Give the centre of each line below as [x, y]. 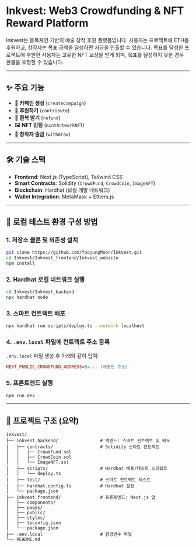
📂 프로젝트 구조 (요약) [43, 420]
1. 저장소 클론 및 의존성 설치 [42, 240]
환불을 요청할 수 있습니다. [35, 62]
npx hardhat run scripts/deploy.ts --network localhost [75, 326]
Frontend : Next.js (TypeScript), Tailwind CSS [69, 177]
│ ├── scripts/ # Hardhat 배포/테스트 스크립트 [87, 469]
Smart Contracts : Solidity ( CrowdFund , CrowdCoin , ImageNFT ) [85, 183]
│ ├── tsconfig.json [34, 523]
